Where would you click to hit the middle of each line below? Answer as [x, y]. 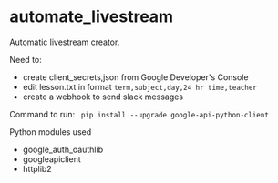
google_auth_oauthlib [62, 149]
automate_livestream [92, 17]
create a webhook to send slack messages [103, 97]
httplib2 [37, 168]
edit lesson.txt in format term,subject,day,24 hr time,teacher [139, 86]
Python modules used [51, 132]
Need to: [26, 59]
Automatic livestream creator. [65, 42]
